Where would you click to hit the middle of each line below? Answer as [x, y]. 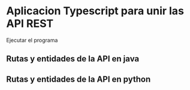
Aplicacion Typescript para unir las [95, 11]
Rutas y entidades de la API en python [79, 79]
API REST [30, 24]
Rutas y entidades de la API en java [73, 59]
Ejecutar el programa [32, 40]
